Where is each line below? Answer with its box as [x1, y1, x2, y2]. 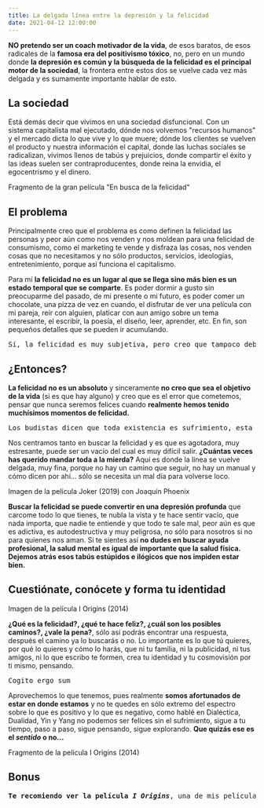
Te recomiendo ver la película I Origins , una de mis [8, 791, 220, 800]
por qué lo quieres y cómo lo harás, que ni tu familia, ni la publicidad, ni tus [8, 644, 251, 653]
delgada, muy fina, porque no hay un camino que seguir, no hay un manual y [8, 462, 256, 472]
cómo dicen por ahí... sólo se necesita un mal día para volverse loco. [8, 471, 230, 481]
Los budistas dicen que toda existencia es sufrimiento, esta [8, 423, 253, 432]
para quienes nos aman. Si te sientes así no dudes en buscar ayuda [8, 535, 229, 544]
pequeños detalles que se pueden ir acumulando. [8, 325, 169, 335]
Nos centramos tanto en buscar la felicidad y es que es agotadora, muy [8, 437, 240, 448]
